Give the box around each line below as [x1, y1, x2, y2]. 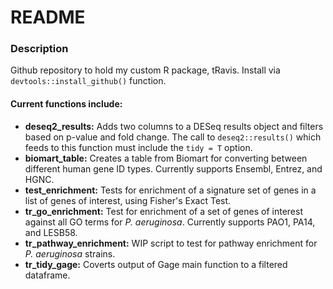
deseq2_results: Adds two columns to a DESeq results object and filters [24, 120, 324, 132]
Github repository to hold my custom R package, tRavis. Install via [10, 64, 281, 76]
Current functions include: [10, 98, 123, 110]
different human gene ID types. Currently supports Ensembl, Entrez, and [24, 162, 323, 175]
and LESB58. [24, 226, 78, 238]
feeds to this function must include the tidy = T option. [24, 141, 253, 153]
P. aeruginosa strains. [24, 247, 116, 260]
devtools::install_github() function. [10, 75, 167, 87]
